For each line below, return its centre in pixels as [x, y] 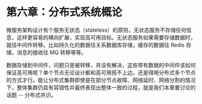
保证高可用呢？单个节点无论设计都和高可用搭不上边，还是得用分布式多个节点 [101, 72]
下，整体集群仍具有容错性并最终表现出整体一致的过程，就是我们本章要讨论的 [101, 87]
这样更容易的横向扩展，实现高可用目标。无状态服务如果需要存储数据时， [106, 37]
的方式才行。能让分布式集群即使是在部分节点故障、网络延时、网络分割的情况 [101, 80]
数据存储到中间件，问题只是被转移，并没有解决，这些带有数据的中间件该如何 [101, 65]
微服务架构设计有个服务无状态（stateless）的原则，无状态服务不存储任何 [96, 30]
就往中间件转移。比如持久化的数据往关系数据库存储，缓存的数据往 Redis [96, 45]
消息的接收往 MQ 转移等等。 [52, 52]
